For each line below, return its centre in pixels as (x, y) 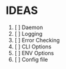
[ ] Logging (28, 33)
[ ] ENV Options (34, 53)
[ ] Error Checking (37, 40)
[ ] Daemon (29, 27)
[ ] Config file (31, 59)
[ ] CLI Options (33, 47)
